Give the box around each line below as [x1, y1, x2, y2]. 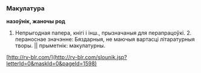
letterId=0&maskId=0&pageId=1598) [6, 60, 97, 67]
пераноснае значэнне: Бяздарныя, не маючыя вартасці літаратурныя [14, 36, 195, 43]
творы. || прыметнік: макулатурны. [14, 42, 106, 49]
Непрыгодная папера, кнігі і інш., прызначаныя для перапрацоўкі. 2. [14, 29, 192, 36]
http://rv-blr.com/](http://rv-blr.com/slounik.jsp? [8, 54, 127, 61]
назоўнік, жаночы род [6, 18, 66, 25]
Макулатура [6, 4, 45, 13]
